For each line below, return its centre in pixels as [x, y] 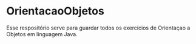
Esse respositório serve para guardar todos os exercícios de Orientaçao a [98, 28]
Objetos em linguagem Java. [42, 34]
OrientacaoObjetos [55, 11]
